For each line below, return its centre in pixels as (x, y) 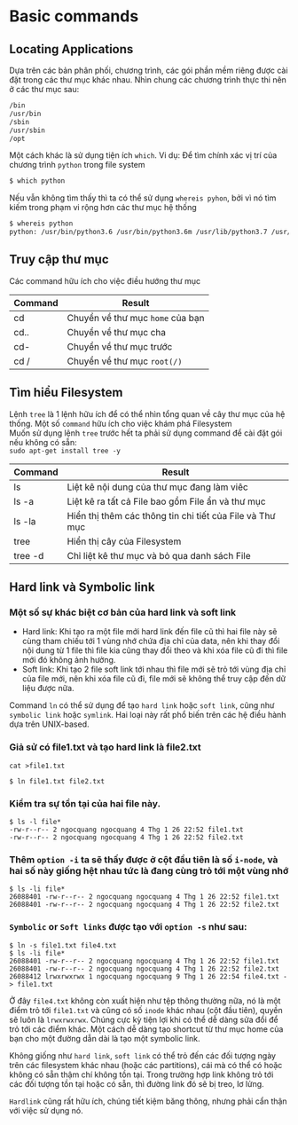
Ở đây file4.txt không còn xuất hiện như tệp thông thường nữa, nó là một (145, 1001)
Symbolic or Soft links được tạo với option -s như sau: (128, 927)
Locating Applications (71, 49)
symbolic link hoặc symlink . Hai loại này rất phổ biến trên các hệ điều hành (148, 715)
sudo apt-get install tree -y (65, 451)
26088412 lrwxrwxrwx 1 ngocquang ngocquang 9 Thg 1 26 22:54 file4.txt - (149, 976)
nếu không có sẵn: (43, 442)
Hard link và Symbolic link (82, 587)
